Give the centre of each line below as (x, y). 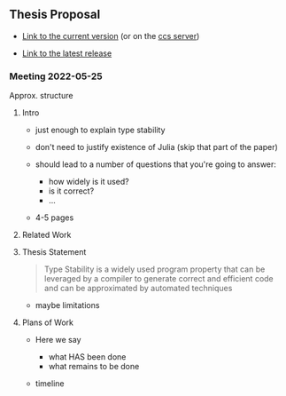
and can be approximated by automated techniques (138, 289)
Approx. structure (41, 96)
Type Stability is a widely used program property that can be (155, 269)
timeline (50, 384)
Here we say (58, 340)
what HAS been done (87, 357)
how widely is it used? (89, 182)
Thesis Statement (54, 252)
